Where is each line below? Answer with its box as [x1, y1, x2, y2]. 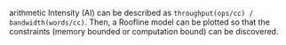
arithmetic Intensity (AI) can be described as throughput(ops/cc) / [9, 8, 254, 18]
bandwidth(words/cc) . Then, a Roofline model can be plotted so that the [9, 17, 271, 27]
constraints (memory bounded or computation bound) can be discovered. [9, 26, 279, 36]
